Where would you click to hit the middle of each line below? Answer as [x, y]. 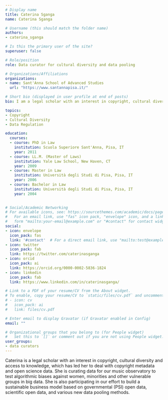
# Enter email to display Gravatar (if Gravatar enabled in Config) [78, 318]
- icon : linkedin [23, 272]
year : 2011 [25, 152]
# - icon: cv [19, 300]
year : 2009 [25, 166]
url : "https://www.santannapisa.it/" [49, 88]
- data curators [22, 346]
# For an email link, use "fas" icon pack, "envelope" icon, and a [79, 217]
